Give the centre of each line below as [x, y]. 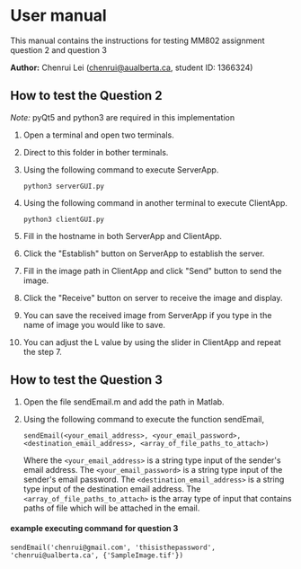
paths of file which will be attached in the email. [111, 508]
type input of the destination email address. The [112, 489]
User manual [58, 16]
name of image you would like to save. [94, 325]
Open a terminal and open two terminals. [98, 135]
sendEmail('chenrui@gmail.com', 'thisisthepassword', [113, 547]
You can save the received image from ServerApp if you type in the [147, 315]
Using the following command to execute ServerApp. [121, 169]
